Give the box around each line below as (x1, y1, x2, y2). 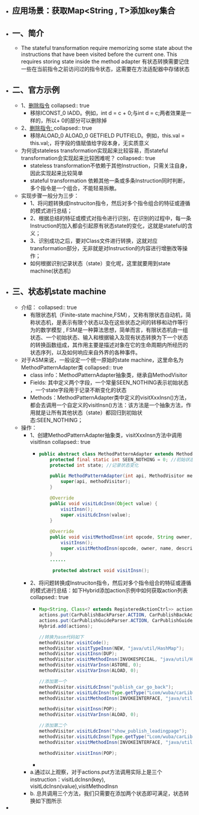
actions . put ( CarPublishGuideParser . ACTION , (38, 618, 150, 624)
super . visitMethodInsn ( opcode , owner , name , (60, 545, 174, 552)
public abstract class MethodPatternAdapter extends (38, 451, 174, 457)
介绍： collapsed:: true (20, 303, 77, 311)
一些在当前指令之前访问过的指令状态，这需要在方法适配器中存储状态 (20, 66, 190, 73)
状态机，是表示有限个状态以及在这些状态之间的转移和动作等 (35, 318, 183, 326)
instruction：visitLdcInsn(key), (29, 775, 106, 783)
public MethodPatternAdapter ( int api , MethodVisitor (49, 473, 185, 479)
